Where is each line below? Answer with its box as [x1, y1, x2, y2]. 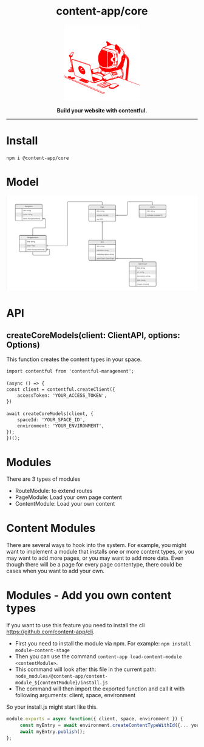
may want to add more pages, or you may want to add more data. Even [6, 554, 184, 562]
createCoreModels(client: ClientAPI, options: [6, 330, 180, 340]
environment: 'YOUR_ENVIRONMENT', [17, 423, 104, 429]
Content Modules [6, 522, 96, 535]
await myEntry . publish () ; [19, 728, 86, 735]
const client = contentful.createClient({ [6, 387, 115, 393]
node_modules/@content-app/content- [15, 673, 108, 680]
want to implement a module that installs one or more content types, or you [6, 548, 194, 556]
